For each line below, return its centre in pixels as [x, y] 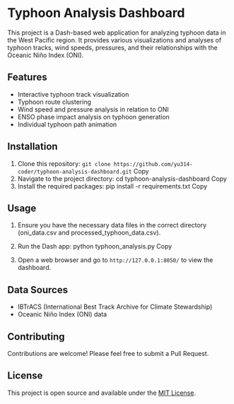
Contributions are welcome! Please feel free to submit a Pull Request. [108, 353]
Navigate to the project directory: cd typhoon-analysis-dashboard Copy [122, 179]
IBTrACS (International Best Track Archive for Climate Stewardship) [115, 307]
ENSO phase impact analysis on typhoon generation [93, 117]
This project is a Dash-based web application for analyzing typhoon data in [117, 32]
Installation [33, 147]
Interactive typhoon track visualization [73, 94]
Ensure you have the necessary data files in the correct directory [112, 225]
